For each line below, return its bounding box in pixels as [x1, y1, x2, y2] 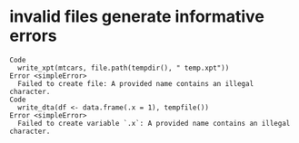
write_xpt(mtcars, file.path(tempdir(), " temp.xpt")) [17, 63, 230, 72]
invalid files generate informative [9, 6, 265, 27]
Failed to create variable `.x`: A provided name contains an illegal [17, 119, 291, 128]
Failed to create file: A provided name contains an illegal [17, 79, 254, 88]
